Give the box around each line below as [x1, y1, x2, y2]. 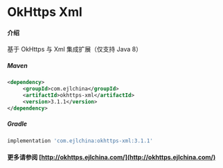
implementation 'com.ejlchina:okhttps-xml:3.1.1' [7, 137, 154, 144]
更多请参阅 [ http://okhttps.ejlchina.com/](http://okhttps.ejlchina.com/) [7, 153, 216, 162]
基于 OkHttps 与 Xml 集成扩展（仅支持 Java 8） [7, 45, 142, 53]
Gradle [7, 119, 28, 128]
